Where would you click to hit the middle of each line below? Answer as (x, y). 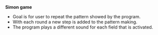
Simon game (19, 7)
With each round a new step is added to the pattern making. (75, 22)
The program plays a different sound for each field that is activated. (83, 27)
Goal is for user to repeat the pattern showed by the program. (76, 17)
